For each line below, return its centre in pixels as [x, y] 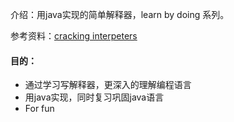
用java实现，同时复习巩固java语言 [94, 97]
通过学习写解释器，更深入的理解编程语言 [108, 85]
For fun [39, 109]
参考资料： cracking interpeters [74, 36]
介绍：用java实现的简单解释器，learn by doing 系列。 [120, 14]
